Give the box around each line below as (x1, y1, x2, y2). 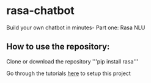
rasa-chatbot (6, 4, 75, 18)
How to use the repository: (6, 41, 110, 52)
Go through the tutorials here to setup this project (6, 70, 131, 77)
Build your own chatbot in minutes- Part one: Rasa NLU (6, 24, 145, 31)
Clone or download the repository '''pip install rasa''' (6, 57, 139, 65)
